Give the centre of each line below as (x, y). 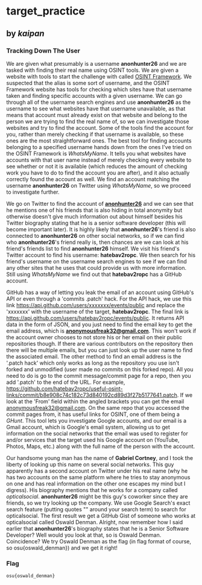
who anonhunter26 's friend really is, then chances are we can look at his (97, 242)
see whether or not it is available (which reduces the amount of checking (97, 166)
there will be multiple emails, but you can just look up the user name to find (99, 350)
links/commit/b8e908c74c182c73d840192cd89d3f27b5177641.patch (92, 395)
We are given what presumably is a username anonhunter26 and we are (96, 63)
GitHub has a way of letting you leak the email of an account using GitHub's (100, 292)
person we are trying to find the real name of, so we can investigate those (98, 121)
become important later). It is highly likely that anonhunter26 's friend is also (101, 229)
